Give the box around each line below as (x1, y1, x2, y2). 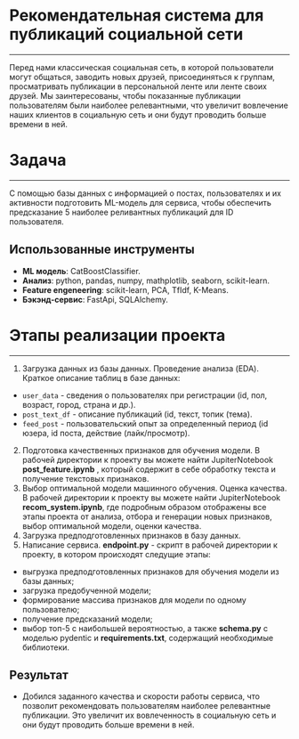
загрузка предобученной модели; (21, 585, 151, 596)
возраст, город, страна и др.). (21, 399, 136, 410)
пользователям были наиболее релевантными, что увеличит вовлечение (9, 100, 289, 110)
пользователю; (21, 604, 80, 614)
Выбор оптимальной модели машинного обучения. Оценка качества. (21, 483, 287, 493)
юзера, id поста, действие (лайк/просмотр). (21, 427, 190, 438)
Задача (9, 150, 67, 170)
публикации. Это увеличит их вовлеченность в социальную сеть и (21, 710, 277, 721)
